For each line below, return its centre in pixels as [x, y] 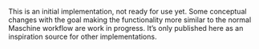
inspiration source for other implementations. [83, 36]
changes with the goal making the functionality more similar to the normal [130, 20]
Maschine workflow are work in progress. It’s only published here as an [126, 28]
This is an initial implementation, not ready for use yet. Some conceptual [127, 11]
